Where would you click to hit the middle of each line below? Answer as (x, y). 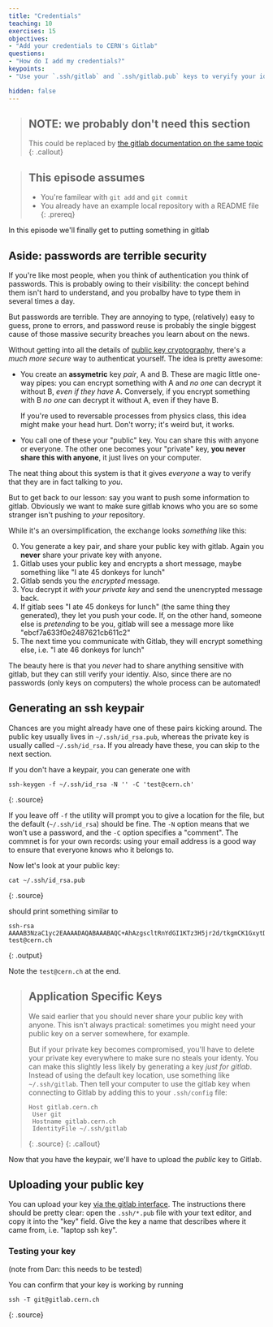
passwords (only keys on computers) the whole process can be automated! (135, 682)
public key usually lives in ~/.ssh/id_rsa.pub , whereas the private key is (129, 737)
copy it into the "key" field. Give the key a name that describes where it (127, 1221)
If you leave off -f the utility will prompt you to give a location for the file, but (136, 815)
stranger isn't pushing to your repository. (77, 514)
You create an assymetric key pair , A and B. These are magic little (131, 374)
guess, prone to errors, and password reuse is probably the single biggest (132, 325)
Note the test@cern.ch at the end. (65, 970)
